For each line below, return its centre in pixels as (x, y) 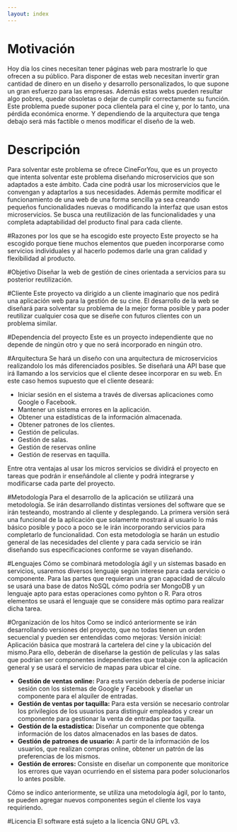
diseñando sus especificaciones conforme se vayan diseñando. (100, 550)
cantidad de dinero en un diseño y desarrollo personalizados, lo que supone (118, 83)
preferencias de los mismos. (59, 756)
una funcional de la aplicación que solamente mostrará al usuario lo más (112, 519)
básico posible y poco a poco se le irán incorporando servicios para (106, 527)
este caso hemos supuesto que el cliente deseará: (81, 381)
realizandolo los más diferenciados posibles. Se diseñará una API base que (117, 366)
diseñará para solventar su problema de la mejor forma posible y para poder (118, 308)
